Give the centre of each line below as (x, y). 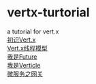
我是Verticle (24, 65)
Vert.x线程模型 (27, 48)
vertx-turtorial (48, 13)
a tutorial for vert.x (33, 31)
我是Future (22, 57)
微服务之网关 (25, 74)
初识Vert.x (21, 40)
